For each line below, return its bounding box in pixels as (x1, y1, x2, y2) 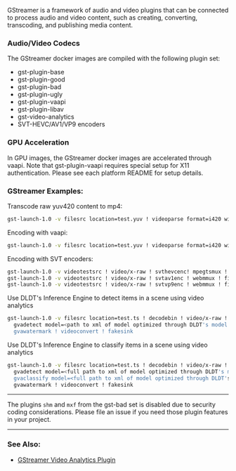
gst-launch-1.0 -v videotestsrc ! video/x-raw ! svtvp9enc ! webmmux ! (7, 281, 221, 288)
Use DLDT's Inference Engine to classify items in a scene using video (7, 340, 209, 349)
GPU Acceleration (7, 138, 70, 147)
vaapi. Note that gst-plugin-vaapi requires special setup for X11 (7, 161, 190, 169)
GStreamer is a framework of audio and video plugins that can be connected (7, 6, 229, 14)
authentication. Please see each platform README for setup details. (7, 168, 204, 177)
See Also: (7, 439, 41, 449)
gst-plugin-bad (17, 83, 62, 91)
